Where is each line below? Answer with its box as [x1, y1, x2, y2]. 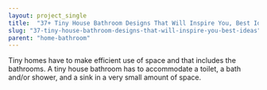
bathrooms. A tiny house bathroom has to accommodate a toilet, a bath [8, 65, 241, 74]
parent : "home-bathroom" [8, 33, 91, 42]
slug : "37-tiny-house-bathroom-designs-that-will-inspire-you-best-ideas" [8, 26, 261, 34]
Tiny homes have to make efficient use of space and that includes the [8, 56, 237, 65]
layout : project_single [8, 11, 87, 20]
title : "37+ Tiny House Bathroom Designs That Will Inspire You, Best [8, 19, 250, 27]
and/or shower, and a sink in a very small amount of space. [8, 72, 201, 82]
